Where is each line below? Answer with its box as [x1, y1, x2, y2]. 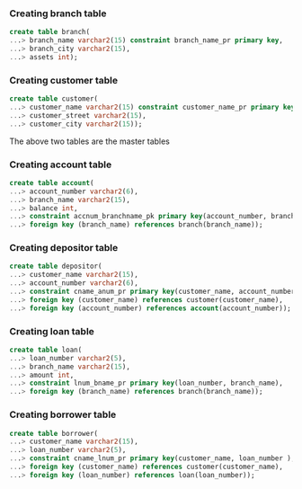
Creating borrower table [9, 408, 117, 421]
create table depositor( [9, 262, 102, 271]
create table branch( [9, 28, 91, 37]
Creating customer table [9, 74, 119, 86]
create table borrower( [9, 429, 99, 438]
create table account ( [9, 178, 94, 187]
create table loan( [9, 345, 83, 354]
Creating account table [9, 158, 112, 171]
